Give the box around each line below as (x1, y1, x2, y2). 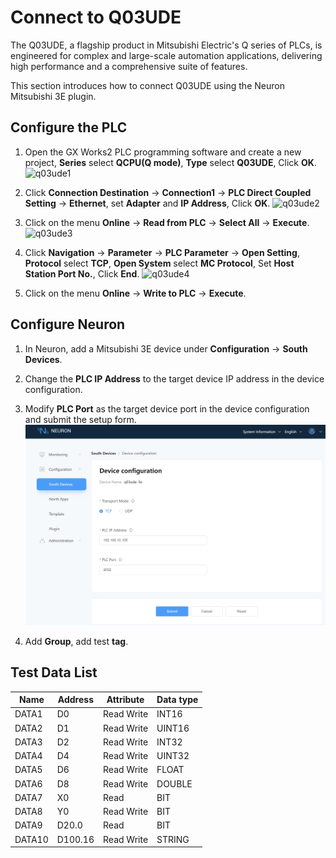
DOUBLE (156, 777, 193, 790)
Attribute (106, 694, 145, 706)
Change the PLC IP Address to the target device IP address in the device (24, 372, 325, 385)
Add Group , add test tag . (24, 635, 129, 647)
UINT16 (156, 722, 190, 734)
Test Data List (10, 664, 98, 681)
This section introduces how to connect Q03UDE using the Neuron (10, 79, 285, 91)
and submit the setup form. (24, 413, 137, 425)
